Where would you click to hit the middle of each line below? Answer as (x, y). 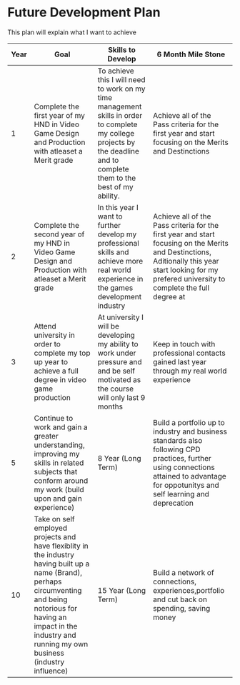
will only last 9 (121, 397)
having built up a (62, 564)
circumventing (58, 590)
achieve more (120, 261)
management (120, 106)
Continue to (54, 418)
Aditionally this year (186, 261)
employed (51, 528)
